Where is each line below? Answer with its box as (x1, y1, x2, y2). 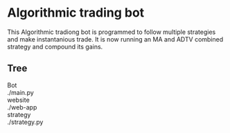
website (7, 96, 30, 104)
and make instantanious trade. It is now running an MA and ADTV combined (7, 35, 224, 43)
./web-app (7, 103, 37, 112)
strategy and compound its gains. (7, 42, 103, 51)
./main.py (7, 88, 35, 96)
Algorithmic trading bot (7, 5, 145, 21)
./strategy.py (7, 118, 44, 126)
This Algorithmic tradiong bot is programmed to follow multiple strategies (7, 28, 216, 36)
